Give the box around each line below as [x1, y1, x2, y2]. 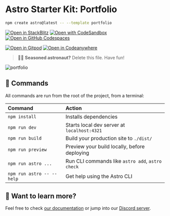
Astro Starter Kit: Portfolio [5, 4, 117, 15]
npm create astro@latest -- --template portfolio [5, 20, 112, 25]
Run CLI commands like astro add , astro [65, 157, 162, 164]
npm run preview [8, 147, 47, 153]
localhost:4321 [65, 128, 102, 133]
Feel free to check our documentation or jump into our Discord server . [5, 205, 151, 211]
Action [65, 104, 82, 112]
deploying [65, 149, 90, 156]
